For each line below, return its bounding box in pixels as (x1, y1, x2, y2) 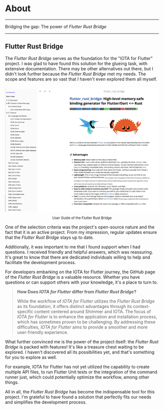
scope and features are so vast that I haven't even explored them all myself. (5, 76, 157, 82)
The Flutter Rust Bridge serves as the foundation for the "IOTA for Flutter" (5, 55, 153, 61)
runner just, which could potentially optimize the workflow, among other (5, 374, 150, 380)
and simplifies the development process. (5, 399, 87, 405)
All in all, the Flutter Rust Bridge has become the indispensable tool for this (5, 389, 155, 394)
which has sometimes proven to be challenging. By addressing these (17, 319, 156, 325)
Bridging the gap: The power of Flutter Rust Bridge (5, 23, 107, 29)
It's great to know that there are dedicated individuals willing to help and (5, 254, 150, 260)
